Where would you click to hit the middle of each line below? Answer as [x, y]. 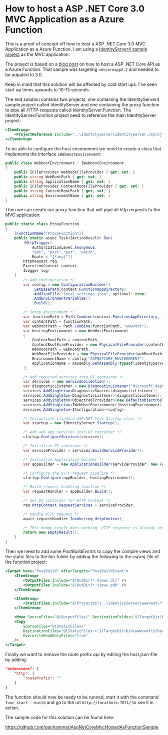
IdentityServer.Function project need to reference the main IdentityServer [81, 115]
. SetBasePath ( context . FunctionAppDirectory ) [79, 289]
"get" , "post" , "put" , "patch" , [64, 252]
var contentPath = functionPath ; [58, 321]
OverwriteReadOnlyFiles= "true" [56, 636]
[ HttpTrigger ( [38, 243]
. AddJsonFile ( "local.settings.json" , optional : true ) [89, 294]
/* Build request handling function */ [65, 487]
